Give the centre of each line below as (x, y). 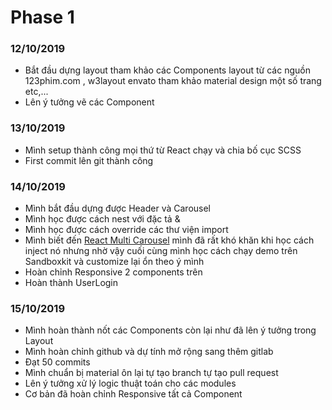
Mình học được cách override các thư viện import (126, 230)
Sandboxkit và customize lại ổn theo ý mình (114, 262)
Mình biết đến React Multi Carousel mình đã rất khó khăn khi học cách (169, 240)
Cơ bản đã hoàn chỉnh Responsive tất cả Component (133, 394)
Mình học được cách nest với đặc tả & (102, 219)
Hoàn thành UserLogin (71, 283)
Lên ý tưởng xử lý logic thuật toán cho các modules (130, 383)
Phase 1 (42, 17)
